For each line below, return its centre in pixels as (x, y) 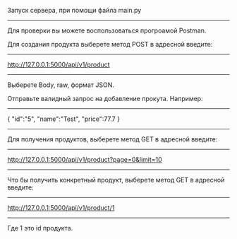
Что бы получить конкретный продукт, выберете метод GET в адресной (116, 180)
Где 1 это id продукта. (40, 228)
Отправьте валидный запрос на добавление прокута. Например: (105, 99)
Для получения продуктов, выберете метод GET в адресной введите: (113, 139)
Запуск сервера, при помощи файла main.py (74, 10)
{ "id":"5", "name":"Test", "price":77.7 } (63, 119)
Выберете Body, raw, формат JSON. (61, 85)
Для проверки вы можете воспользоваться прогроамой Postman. (107, 30)
